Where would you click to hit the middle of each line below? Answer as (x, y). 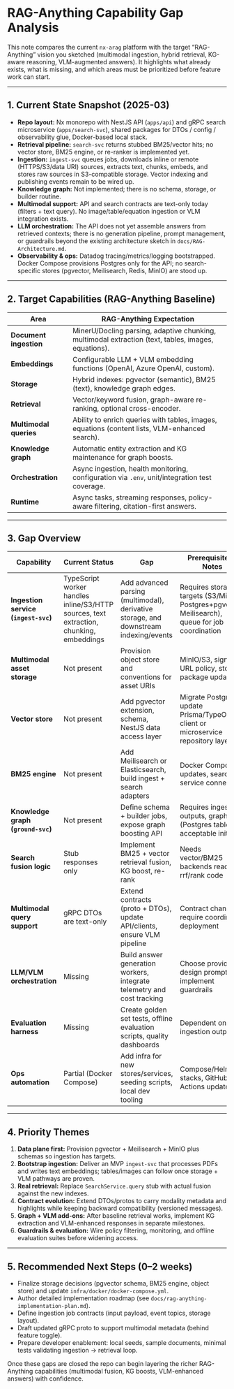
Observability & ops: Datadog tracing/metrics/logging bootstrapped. (116, 256)
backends (196, 866)
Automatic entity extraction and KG (129, 449)
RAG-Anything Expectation (148, 319)
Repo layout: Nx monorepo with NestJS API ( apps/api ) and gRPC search (122, 122)
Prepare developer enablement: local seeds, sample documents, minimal (122, 1343)
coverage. (89, 486)
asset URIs (138, 686)
